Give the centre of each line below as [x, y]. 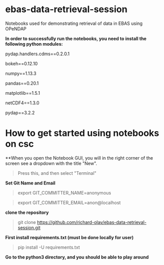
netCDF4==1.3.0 [22, 103]
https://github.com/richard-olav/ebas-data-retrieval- [92, 222]
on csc [19, 144]
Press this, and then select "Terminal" [57, 173]
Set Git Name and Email [30, 183]
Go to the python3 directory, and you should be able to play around [77, 257]
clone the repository [27, 212]
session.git [29, 228]
